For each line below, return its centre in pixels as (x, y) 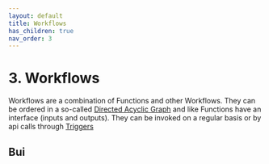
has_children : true (41, 31)
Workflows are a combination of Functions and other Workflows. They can (132, 101)
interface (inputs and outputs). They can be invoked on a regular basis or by (135, 118)
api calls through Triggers (51, 127)
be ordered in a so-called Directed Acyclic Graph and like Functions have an (135, 109)
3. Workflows (54, 78)
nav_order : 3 (30, 38)
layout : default (36, 16)
